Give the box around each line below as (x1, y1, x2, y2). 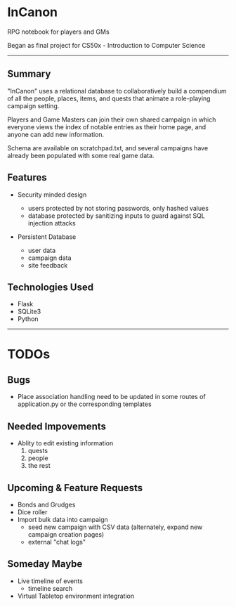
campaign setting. (7, 101, 60, 110)
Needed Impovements (7, 420, 107, 432)
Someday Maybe (7, 558, 83, 570)
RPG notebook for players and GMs (7, 27, 110, 36)
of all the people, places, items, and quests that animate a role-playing (7, 94, 211, 103)
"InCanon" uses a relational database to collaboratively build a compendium (7, 86, 227, 95)
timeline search (27, 584, 73, 592)
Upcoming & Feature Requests (7, 482, 143, 494)
